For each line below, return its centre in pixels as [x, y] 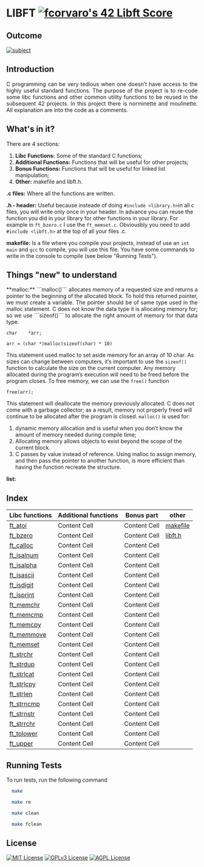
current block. [32, 448]
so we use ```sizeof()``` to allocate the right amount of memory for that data [102, 316]
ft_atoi [18, 526]
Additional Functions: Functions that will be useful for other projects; [102, 162]
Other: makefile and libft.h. [49, 181]
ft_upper [21, 744]
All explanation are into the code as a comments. [67, 110]
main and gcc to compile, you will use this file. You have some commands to [100, 249]
